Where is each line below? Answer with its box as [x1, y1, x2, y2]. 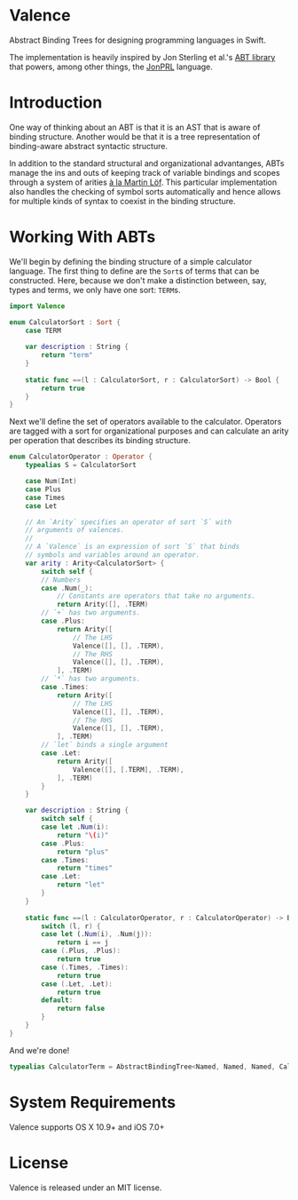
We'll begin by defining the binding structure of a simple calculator [9, 256, 253, 266]
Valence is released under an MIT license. [9, 1182, 162, 1193]
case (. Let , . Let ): [41, 979, 114, 989]
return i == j [56, 938, 109, 947]
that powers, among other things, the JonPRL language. [9, 61, 213, 72]
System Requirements [9, 1092, 176, 1112]
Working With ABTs [9, 227, 156, 247]
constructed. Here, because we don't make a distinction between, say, [9, 274, 268, 285]
